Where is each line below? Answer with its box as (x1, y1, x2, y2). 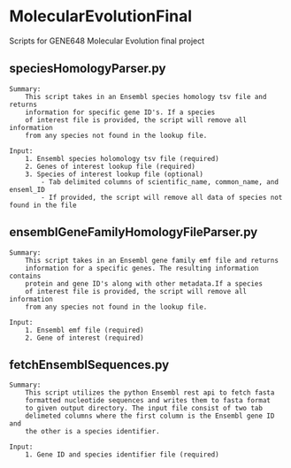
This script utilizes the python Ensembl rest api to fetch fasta (25, 388, 275, 397)
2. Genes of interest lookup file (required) (25, 162, 196, 171)
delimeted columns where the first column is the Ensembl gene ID (25, 411, 275, 421)
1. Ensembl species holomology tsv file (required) (25, 154, 219, 163)
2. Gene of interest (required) (25, 334, 144, 342)
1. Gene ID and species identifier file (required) (25, 450, 219, 459)
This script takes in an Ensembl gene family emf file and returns (25, 256, 279, 265)
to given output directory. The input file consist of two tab (25, 404, 264, 413)
